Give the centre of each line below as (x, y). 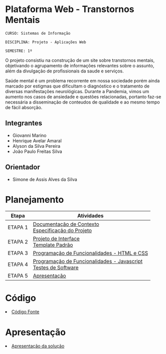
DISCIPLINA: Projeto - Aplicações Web (46, 42)
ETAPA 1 (18, 227)
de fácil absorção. (24, 107)
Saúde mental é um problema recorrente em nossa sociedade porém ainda (82, 80)
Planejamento (35, 199)
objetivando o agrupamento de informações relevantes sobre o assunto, (80, 65)
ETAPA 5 (18, 276)
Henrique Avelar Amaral (37, 141)
